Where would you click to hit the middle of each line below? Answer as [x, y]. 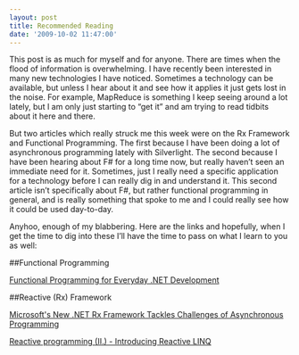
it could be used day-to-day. [62, 210]
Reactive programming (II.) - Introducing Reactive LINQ [110, 342]
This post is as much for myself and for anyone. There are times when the [145, 60]
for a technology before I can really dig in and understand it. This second [143, 181]
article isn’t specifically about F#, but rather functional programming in [139, 190]
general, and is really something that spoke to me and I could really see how [149, 200]
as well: [23, 245]
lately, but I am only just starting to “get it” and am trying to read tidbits [139, 107]
